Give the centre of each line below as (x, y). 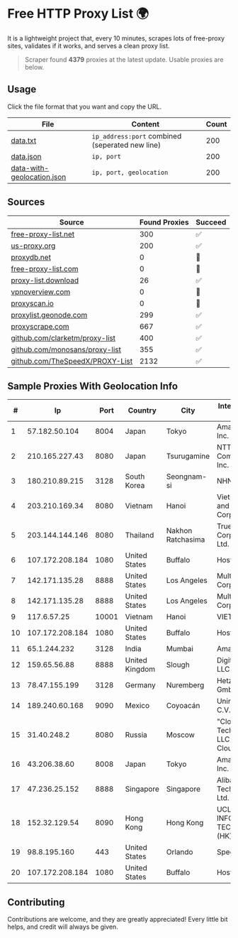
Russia (136, 735)
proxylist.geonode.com (49, 315)
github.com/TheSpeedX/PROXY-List (72, 361)
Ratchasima (186, 540)
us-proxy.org (33, 246)
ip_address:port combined (137, 136)
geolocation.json (39, 177)
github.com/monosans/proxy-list (66, 349)
